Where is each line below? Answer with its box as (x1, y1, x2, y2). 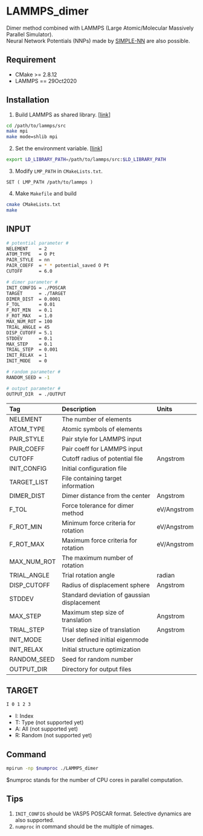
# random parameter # (6, 369, 61, 375)
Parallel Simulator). (6, 30, 53, 38)
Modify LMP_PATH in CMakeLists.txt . (14, 168, 103, 175)
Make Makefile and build (14, 190, 77, 197)
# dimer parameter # (6, 279, 59, 285)
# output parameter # (6, 385, 61, 391)
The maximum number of (61, 553, 134, 562)
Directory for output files (61, 665, 132, 673)
